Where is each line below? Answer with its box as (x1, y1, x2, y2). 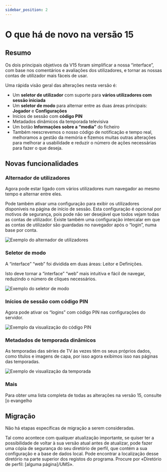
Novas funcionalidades (5, 159, 79, 168)
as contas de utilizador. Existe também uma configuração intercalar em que (5, 217, 161, 223)
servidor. (5, 314, 23, 320)
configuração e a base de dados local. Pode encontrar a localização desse (5, 451, 159, 457)
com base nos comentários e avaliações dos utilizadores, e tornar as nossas (5, 67, 162, 73)
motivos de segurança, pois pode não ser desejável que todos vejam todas (5, 211, 160, 217)
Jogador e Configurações (12, 108, 67, 114)
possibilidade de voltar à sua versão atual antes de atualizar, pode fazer (5, 440, 153, 446)
